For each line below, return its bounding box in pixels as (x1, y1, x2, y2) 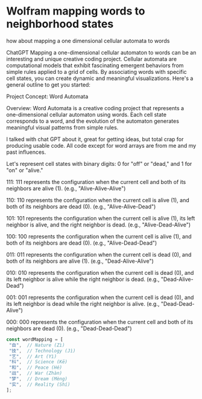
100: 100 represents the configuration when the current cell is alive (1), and (6, 232, 192, 240)
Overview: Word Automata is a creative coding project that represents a (6, 104, 185, 111)
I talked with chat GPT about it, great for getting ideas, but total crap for (6, 135, 184, 143)
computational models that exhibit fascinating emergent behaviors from (6, 62, 184, 69)
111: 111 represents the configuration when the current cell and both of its (6, 178, 186, 185)
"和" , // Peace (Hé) (8, 364, 62, 371)
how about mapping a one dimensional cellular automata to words (6, 37, 170, 44)
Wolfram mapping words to (6, 4, 145, 18)
